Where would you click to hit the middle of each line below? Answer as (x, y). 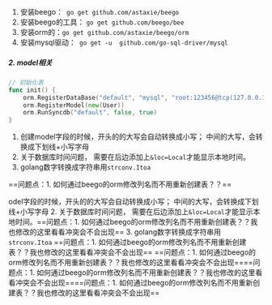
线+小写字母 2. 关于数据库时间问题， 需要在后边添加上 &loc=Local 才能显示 (131, 212)
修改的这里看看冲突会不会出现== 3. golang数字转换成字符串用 (118, 232)
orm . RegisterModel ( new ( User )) (74, 105)
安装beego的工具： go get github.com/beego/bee (102, 22)
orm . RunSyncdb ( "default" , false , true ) (90, 113)
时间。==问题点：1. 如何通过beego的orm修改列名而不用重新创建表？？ (133, 222)
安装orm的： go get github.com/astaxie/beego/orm (104, 32)
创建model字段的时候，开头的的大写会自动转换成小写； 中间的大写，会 (138, 137)
